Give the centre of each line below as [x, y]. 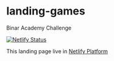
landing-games [46, 11]
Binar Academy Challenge [39, 28]
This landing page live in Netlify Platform [57, 51]
